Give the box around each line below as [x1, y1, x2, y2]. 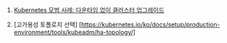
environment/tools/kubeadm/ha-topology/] [13, 28, 136, 36]
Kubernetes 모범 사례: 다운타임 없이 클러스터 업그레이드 [13, 6, 165, 14]
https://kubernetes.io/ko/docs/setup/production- [81, 20, 220, 29]
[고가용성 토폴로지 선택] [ [13, 20, 81, 29]
